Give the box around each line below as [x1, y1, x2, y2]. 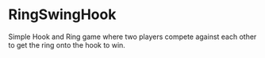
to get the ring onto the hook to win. [8, 40, 125, 49]
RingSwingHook [8, 6, 117, 24]
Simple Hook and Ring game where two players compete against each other [8, 32, 257, 41]
